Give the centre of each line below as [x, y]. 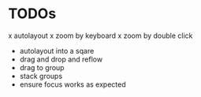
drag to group [42, 67]
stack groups [41, 76]
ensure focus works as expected [73, 84]
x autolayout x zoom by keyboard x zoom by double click [100, 35]
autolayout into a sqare [57, 50]
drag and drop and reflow [61, 59]
